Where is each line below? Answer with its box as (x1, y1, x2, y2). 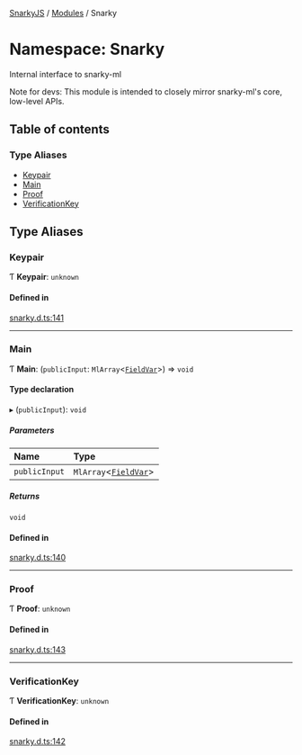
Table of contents (9, 121, 110, 138)
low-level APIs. (9, 95, 65, 106)
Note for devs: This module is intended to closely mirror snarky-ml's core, (9, 85, 283, 97)
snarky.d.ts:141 (9, 312, 65, 323)
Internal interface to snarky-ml (9, 68, 122, 79)
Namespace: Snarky (9, 40, 165, 59)
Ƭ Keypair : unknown (9, 272, 79, 283)
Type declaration (9, 384, 75, 395)
